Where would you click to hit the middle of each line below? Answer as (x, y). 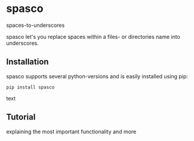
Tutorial (21, 117)
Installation (27, 62)
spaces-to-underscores (36, 25)
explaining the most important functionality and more (71, 131)
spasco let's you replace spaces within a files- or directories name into (93, 36)
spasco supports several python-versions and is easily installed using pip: (97, 76)
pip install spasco (30, 87)
